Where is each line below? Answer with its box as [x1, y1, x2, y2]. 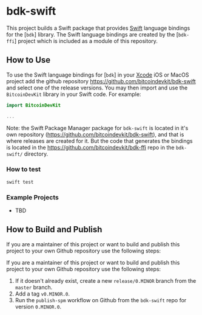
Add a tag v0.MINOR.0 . [15, 290, 70, 297]
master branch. [15, 283, 53, 291]
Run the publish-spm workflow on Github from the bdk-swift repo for [15, 296, 187, 303]
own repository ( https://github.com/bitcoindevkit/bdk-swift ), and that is [6, 131, 184, 138]
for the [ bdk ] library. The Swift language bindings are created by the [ [6, 30, 179, 38]
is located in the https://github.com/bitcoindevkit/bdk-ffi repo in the [6, 144, 175, 151]
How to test [6, 165, 41, 174]
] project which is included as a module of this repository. [14, 37, 158, 44]
